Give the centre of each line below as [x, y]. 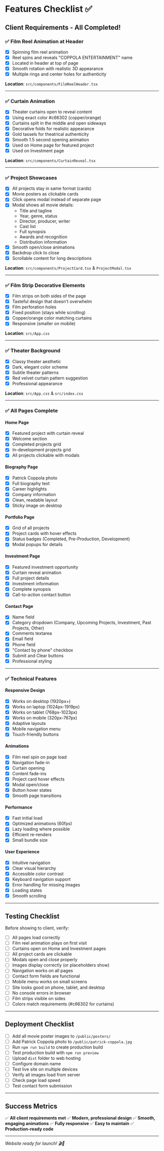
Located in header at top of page [45, 63]
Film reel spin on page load [39, 757]
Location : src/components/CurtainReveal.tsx [51, 160]
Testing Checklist [32, 916]
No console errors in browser [41, 993]
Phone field [24, 644]
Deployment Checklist [40, 1024]
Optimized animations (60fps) [42, 824]
